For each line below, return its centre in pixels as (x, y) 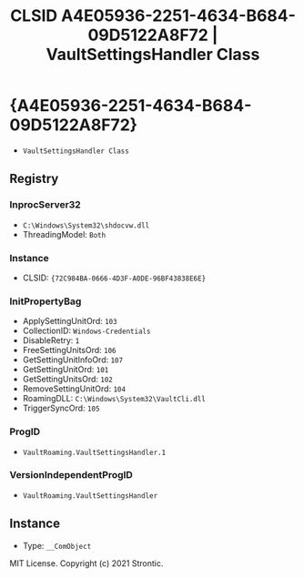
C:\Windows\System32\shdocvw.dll (86, 225)
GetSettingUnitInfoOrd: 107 (73, 360)
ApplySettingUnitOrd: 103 (70, 321)
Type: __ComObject (57, 545)
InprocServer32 (46, 205)
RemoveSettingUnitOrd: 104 (74, 389)
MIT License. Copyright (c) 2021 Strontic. (86, 563)
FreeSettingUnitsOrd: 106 (69, 350)
